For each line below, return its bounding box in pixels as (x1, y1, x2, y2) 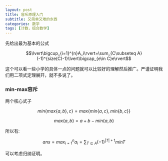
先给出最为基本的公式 (5, 40, 49, 46)
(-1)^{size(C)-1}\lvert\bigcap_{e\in (36, 55, 106, 61)
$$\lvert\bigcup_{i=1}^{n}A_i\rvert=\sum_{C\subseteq (25, 50, 136, 56)
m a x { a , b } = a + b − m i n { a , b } (54, 118, 114, 124)
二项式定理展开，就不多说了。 (13, 72, 75, 78)
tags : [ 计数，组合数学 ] (5, 26, 49, 31)
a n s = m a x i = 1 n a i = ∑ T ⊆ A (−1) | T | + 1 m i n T (42, 138, 126, 146)
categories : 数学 (5, 21, 40, 26)
